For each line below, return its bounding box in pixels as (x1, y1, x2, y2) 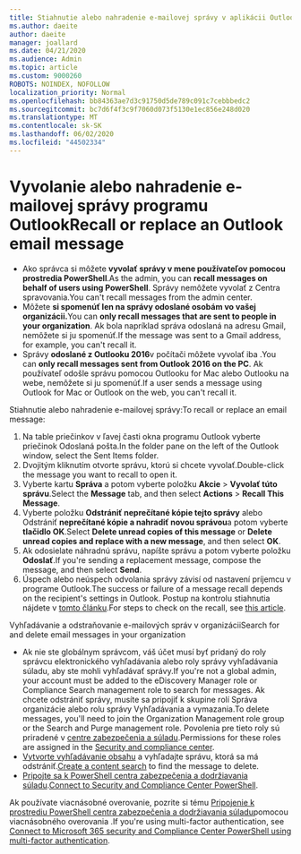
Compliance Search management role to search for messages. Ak (21, 684, 266, 695)
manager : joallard (9, 38, 78, 47)
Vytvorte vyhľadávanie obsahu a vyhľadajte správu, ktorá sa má (21, 751, 259, 762)
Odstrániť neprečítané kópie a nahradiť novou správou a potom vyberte (21, 517, 288, 527)
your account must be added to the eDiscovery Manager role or (21, 675, 258, 686)
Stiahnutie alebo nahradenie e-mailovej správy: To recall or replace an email (9, 404, 288, 414)
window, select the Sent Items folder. (21, 449, 159, 461)
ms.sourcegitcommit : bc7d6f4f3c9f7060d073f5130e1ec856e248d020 (9, 105, 251, 114)
